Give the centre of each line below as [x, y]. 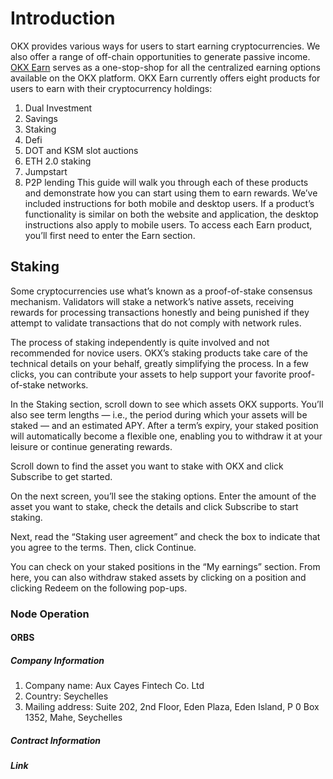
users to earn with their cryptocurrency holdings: [111, 88]
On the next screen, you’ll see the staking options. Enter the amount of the [163, 496]
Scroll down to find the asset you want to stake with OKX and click [147, 466]
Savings [41, 118]
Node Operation [50, 614]
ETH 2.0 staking [58, 161]
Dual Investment [58, 108]
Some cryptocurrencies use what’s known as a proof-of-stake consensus [161, 291]
